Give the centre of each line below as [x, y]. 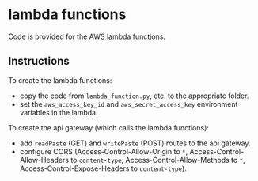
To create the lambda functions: [60, 80]
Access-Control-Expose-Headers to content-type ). [103, 168]
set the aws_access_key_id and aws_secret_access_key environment [129, 104]
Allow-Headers [44, 160]
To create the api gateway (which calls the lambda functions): [109, 127]
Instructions [39, 61]
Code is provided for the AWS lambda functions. [87, 36]
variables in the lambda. [59, 112]
